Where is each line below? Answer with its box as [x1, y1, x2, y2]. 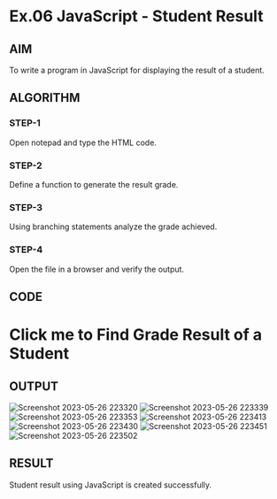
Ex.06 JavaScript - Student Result [9, 6, 264, 27]
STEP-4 [9, 243, 43, 256]
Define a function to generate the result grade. [9, 179, 179, 189]
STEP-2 [9, 159, 42, 172]
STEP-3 [9, 201, 42, 213]
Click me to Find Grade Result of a [9, 325, 263, 345]
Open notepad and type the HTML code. [9, 137, 158, 148]
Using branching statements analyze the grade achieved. [9, 221, 218, 232]
